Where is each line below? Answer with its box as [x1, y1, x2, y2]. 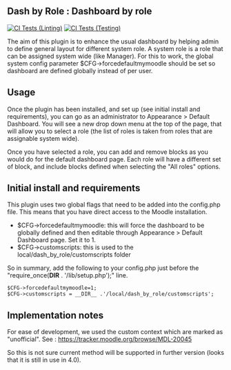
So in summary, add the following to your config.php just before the [7, 264, 199, 272]
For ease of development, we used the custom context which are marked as [7, 328, 223, 336]
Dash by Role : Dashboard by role [7, 6, 152, 17]
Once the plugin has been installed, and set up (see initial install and [7, 105, 201, 113]
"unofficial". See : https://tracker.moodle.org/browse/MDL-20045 [7, 335, 192, 344]
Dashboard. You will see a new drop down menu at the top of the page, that [7, 119, 222, 128]
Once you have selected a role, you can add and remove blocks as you [7, 148, 208, 156]
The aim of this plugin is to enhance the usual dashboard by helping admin [7, 37, 219, 46]
